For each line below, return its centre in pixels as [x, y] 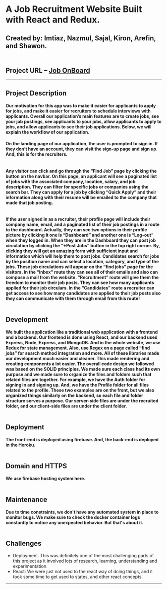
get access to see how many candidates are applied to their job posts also [83, 293]
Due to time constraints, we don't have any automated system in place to [82, 512]
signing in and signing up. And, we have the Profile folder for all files [77, 385]
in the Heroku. [21, 445]
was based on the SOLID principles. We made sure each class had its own [83, 369]
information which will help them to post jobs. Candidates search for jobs [83, 256]
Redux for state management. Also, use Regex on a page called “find [78, 348]
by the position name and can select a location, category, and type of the [82, 262]
